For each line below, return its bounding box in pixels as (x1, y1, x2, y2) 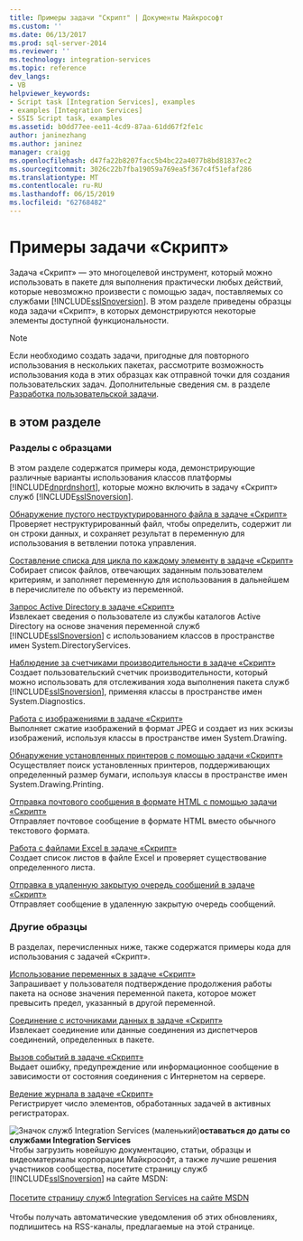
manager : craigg (9, 147, 70, 156)
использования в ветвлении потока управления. (9, 537, 197, 548)
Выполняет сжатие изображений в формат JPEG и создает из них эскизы (9, 722, 294, 733)
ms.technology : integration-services (9, 55, 151, 64)
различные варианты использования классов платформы (9, 472, 233, 483)
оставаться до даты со (199, 1124, 290, 1135)
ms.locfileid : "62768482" (9, 198, 106, 208)
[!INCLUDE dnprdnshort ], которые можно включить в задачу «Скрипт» (9, 481, 278, 493)
